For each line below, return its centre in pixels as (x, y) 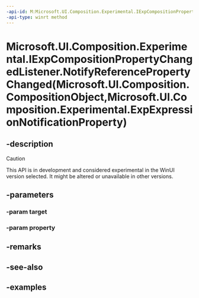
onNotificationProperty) (67, 122)
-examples (26, 287)
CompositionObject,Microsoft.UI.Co (97, 97)
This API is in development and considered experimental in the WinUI (90, 170)
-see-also (25, 267)
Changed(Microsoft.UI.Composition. (98, 84)
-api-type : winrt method (37, 17)
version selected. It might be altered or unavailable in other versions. (90, 176)
